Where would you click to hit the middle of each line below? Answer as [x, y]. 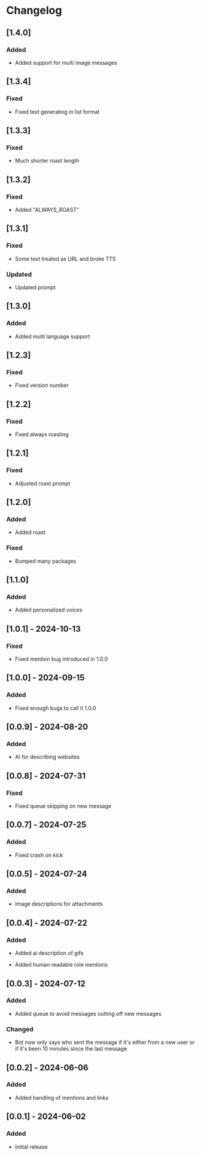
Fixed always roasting [42, 434]
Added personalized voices [48, 610]
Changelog [34, 10]
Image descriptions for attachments [59, 904]
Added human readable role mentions [61, 965]
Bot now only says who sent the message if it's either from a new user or [105, 1042]
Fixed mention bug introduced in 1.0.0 [61, 659]
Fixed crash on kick [39, 855]
